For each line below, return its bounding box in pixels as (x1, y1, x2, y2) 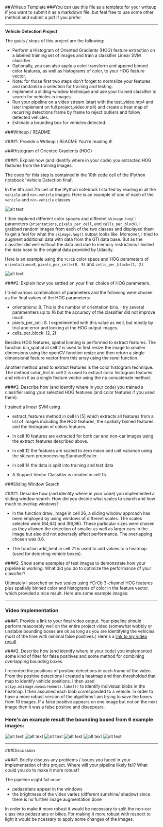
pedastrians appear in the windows (12, 786, 82, 792)
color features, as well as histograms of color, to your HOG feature (12, 68, 145, 73)
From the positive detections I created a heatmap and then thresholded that (5, 673, 156, 679)
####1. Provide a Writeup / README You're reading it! (5, 139, 113, 144)
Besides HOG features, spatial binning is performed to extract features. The (5, 340, 156, 345)
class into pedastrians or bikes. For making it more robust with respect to (5, 811, 151, 817)
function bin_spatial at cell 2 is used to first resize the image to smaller (5, 345, 146, 350)
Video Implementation (5, 607, 59, 613)
